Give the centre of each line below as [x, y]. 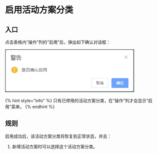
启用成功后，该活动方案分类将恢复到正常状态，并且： [58, 136]
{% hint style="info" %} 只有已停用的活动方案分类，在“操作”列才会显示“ [77, 101]
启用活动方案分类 [39, 10]
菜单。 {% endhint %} [33, 107]
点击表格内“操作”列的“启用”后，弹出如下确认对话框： [58, 42]
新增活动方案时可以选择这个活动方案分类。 [55, 146]
